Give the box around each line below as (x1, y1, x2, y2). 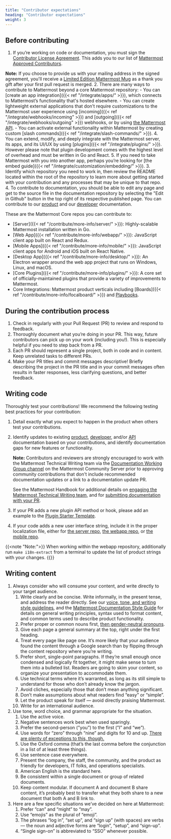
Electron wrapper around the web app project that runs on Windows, (12, 259, 157, 265)
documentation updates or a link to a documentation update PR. (12, 476, 147, 482)
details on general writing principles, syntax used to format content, (20, 610, 163, 616)
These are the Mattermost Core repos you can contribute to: (5, 211, 132, 217)
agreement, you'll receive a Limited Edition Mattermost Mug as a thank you (5, 76, 163, 82)
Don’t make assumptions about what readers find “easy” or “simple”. (20, 691, 164, 698)
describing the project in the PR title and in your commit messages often (12, 364, 165, 370)
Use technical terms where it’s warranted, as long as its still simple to (20, 675, 166, 682)
